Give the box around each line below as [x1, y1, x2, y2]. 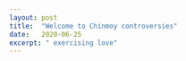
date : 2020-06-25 [9, 30, 82, 39]
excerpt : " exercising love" [9, 38, 118, 48]
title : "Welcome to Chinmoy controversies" [9, 22, 178, 30]
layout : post [9, 13, 58, 22]
